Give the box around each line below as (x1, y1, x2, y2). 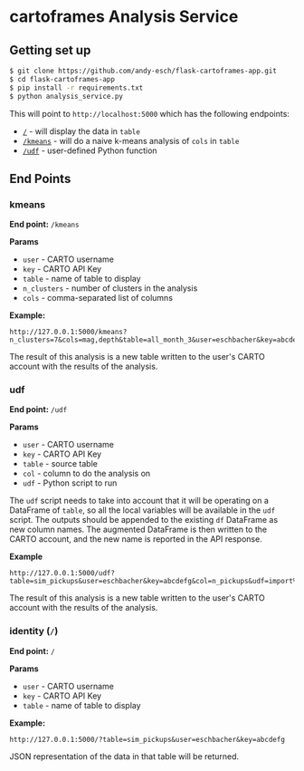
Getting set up (9, 43, 91, 58)
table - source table (22, 458, 98, 469)
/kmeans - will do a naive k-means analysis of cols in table (22, 135, 240, 146)
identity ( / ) (9, 625, 59, 638)
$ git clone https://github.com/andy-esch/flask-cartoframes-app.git (9, 66, 278, 75)
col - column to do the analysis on (22, 468, 151, 479)
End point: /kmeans (9, 219, 80, 230)
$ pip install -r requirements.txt (9, 83, 144, 92)
